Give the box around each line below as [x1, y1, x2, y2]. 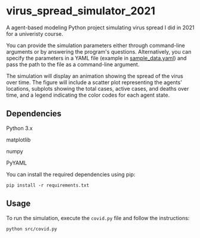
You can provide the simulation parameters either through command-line [6, 42, 185, 49]
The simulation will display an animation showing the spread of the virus [6, 72, 183, 79]
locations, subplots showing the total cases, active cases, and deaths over [6, 85, 189, 92]
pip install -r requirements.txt [6, 182, 90, 188]
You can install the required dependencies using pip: [6, 171, 136, 178]
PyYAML [6, 159, 27, 166]
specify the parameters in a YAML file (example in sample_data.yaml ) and [6, 54, 187, 61]
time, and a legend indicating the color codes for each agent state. [6, 91, 170, 98]
